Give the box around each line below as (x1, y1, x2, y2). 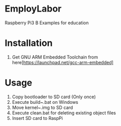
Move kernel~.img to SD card (12, 104, 73, 110)
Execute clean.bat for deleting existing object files (12, 109, 116, 116)
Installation (5, 37, 53, 49)
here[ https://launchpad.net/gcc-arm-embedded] (12, 59, 114, 66)
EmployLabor (5, 3, 62, 15)
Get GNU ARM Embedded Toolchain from (12, 54, 98, 60)
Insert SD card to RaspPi (12, 115, 63, 121)
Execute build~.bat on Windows (12, 99, 79, 105)
